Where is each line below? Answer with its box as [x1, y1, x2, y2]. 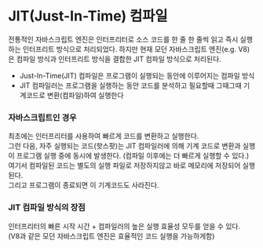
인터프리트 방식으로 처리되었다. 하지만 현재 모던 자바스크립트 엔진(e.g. [22, 44, 237, 53]
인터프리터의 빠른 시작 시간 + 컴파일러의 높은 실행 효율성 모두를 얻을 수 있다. [8, 221, 241, 231]
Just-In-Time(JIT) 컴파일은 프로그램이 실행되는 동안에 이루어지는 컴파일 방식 [19, 71, 255, 80]
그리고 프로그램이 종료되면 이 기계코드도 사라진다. [8, 181, 159, 190]
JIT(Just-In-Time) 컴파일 [8, 7, 168, 25]
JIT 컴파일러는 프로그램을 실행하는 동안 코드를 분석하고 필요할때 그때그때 [19, 80, 242, 90]
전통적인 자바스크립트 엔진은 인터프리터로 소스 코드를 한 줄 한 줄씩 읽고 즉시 [8, 35, 239, 44]
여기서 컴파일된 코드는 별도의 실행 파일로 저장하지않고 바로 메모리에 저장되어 [8, 161, 241, 170]
